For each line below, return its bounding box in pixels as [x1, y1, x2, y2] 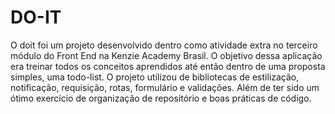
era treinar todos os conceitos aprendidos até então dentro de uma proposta [10, 60, 326, 72]
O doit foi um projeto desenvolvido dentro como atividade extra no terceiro [10, 39, 318, 51]
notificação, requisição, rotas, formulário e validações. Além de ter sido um [10, 81, 320, 93]
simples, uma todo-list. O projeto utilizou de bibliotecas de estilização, [10, 71, 300, 83]
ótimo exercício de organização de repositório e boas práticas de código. [10, 92, 312, 104]
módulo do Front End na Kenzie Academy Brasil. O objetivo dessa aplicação [10, 49, 323, 61]
